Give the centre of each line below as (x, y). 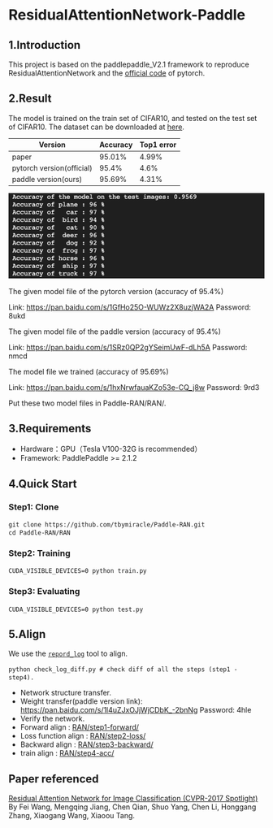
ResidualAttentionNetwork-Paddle (127, 15)
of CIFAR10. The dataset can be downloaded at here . (97, 127)
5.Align (27, 634)
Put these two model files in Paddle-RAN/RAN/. (87, 403)
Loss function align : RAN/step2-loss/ (83, 736)
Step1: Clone (34, 507)
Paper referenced (54, 779)
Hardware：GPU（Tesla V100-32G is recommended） (111, 449)
